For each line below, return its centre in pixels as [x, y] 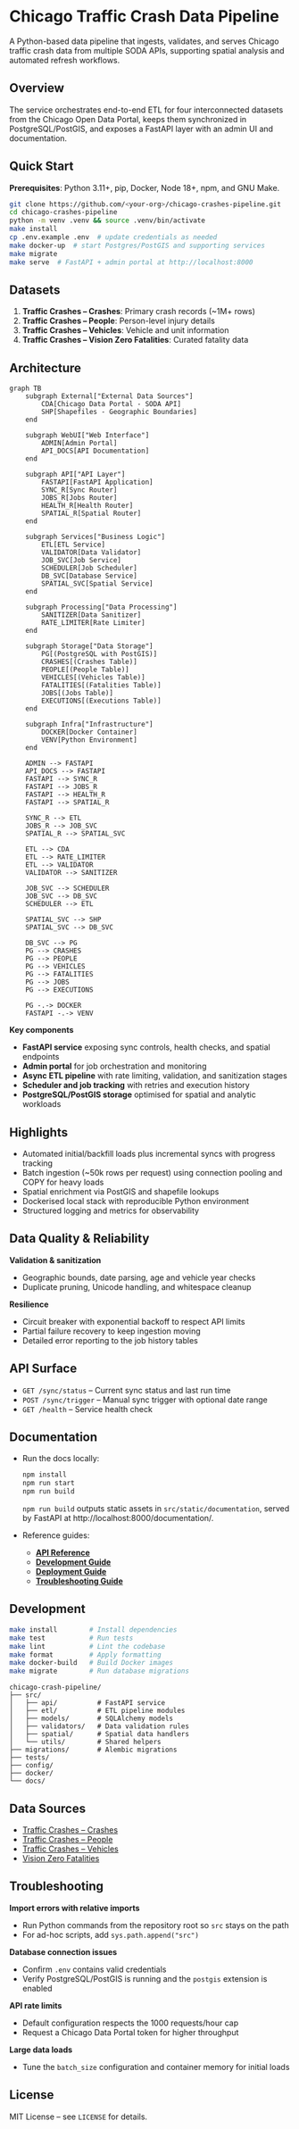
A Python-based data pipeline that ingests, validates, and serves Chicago [144, 41]
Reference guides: [56, 1535]
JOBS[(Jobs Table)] [78, 694]
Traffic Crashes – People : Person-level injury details [119, 321]
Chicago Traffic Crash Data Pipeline [144, 17]
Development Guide [73, 1562]
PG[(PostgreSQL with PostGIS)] [100, 654]
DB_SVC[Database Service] [90, 576]
